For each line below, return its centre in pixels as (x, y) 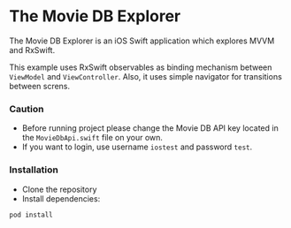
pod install (31, 215)
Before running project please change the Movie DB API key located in (150, 128)
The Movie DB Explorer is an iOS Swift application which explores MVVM (142, 41)
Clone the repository (59, 189)
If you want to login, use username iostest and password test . (137, 147)
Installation (34, 170)
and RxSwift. (32, 49)
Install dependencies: (61, 198)
